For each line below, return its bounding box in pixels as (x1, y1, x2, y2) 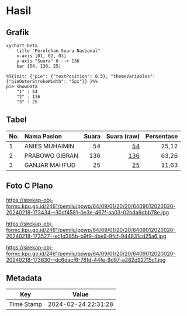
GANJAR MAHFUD (24, 161, 76, 169)
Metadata (6, 273, 42, 283)
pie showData (6, 84, 38, 89)
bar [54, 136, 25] (16, 63, 61, 69)
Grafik (6, 27, 29, 37)
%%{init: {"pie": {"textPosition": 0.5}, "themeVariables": (6, 74, 156, 79)
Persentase (145, 132, 178, 140)
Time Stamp (9, 300, 43, 308)
